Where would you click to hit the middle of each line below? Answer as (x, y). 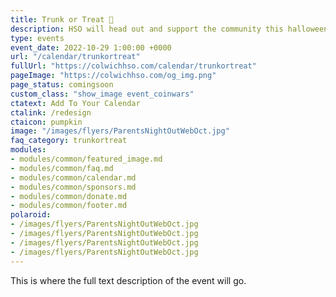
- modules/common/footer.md (69, 206)
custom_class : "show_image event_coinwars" (102, 94)
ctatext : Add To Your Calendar (75, 103)
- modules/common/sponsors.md (73, 187)
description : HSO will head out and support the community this (147, 29)
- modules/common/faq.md (62, 168)
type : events (37, 38)
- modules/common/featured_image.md (86, 159)
